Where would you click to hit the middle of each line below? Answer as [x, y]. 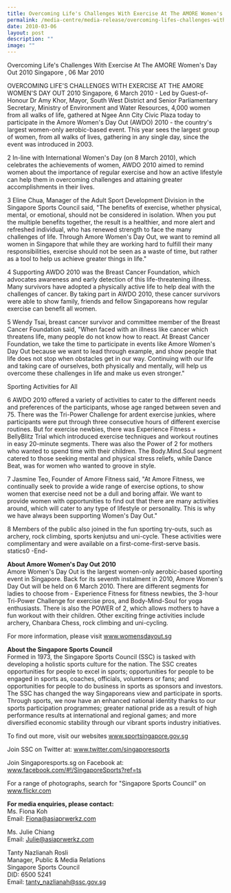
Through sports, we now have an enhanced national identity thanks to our [112, 701]
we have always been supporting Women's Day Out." [82, 516]
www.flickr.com [29, 790]
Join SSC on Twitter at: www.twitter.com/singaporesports [89, 749]
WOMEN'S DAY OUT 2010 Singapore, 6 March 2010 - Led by [93, 93]
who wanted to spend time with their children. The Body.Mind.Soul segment [114, 451]
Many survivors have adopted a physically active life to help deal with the [111, 287]
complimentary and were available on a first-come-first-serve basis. [104, 544]
